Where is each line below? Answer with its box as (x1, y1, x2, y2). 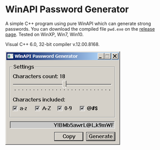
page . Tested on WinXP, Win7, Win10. (5, 31, 84, 37)
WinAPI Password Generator (5, 4, 129, 15)
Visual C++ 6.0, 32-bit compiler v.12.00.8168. (5, 41, 100, 47)
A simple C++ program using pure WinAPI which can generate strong (5, 20, 151, 27)
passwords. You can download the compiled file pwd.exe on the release (5, 26, 155, 32)
